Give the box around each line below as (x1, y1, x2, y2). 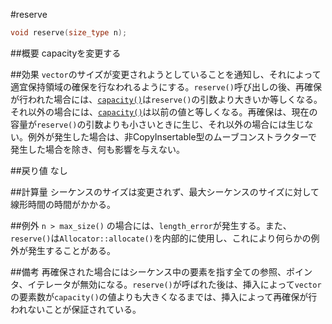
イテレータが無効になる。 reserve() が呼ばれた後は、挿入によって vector (27, 278, 322, 290)
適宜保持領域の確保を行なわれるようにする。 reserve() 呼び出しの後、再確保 (10, 80, 322, 93)
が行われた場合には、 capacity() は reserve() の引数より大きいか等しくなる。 (10, 93, 323, 105)
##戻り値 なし (10, 164, 68, 176)
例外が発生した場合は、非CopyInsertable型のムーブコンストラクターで (27, 130, 318, 143)
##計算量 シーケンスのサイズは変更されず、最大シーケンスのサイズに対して (10, 185, 320, 198)
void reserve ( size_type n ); (10, 28, 128, 38)
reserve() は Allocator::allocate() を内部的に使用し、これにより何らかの (10, 232, 312, 244)
